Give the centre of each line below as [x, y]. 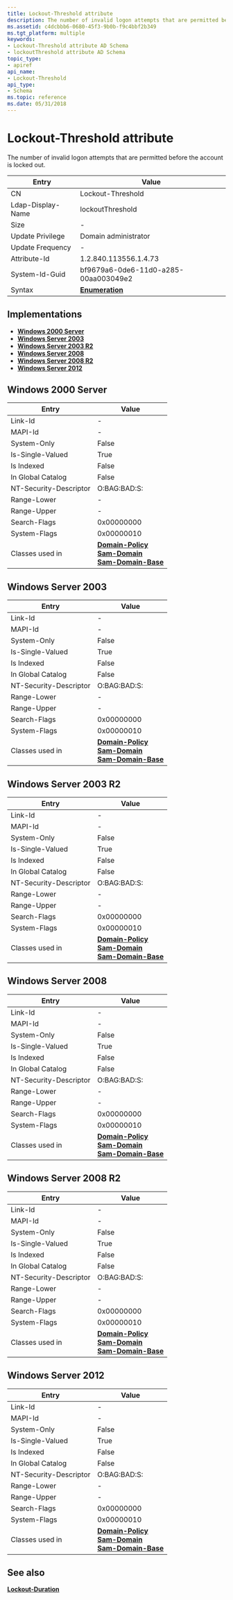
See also [26, 1573]
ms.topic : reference [37, 98]
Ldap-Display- [35, 205]
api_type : [21, 85]
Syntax [22, 290]
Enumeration [102, 290]
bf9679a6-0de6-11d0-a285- [132, 270]
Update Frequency [41, 247]
